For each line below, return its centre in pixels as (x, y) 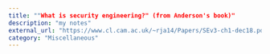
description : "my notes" (50, 23)
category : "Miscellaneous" (53, 38)
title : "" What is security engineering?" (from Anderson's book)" (122, 15)
